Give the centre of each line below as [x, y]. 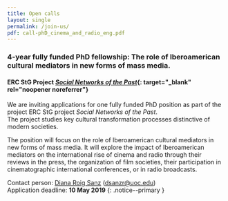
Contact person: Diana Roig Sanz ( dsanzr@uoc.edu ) [82, 183]
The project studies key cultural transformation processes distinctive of [109, 119]
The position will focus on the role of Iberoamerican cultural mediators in [111, 140]
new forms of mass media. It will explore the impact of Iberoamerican [106, 147]
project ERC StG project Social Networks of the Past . [82, 112]
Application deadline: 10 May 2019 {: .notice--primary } [86, 190]
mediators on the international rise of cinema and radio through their [104, 155]
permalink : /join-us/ [38, 26]
